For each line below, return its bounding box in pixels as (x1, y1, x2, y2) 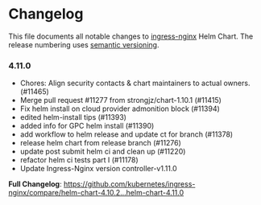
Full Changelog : (8, 179, 62, 189)
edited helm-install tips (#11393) (19, 113, 127, 122)
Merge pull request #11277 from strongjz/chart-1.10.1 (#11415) (19, 96, 222, 105)
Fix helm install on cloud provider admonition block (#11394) (19, 104, 220, 113)
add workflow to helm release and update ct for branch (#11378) (19, 129, 234, 139)
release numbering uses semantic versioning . (8, 39, 159, 49)
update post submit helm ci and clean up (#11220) (19, 146, 186, 157)
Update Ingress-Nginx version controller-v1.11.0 (19, 164, 177, 174)
